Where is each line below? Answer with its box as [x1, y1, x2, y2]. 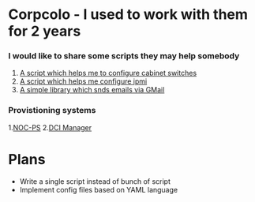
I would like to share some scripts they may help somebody [8, 50, 240, 62]
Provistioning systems [8, 105, 96, 116]
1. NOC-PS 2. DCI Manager [8, 122, 92, 132]
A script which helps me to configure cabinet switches [19, 69, 197, 78]
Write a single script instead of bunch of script [19, 176, 171, 186]
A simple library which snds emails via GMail [19, 85, 165, 95]
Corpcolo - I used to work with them [8, 6, 249, 24]
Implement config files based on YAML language [19, 185, 178, 194]
